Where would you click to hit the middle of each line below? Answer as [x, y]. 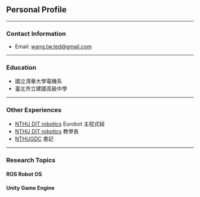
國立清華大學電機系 [38, 81]
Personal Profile [37, 10]
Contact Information [36, 33]
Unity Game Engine [30, 187]
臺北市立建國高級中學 [41, 89]
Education [21, 68]
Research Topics [31, 160]
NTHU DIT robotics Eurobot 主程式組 [60, 124]
